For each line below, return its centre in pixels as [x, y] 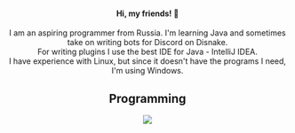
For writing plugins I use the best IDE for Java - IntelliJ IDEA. [147, 52]
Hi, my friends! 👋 [147, 13]
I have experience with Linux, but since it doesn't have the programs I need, [147, 61]
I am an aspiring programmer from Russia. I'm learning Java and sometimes [147, 33]
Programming [147, 98]
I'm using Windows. [147, 71]
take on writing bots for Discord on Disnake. [147, 43]
